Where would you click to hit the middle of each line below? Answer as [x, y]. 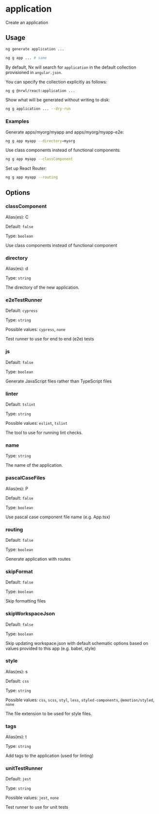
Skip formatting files [26, 601]
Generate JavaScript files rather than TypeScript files [59, 381]
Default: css [17, 681]
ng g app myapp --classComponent [39, 159]
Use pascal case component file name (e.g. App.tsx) [58, 517]
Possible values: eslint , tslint [37, 423]
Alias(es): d [17, 268]
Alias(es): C [17, 217]
